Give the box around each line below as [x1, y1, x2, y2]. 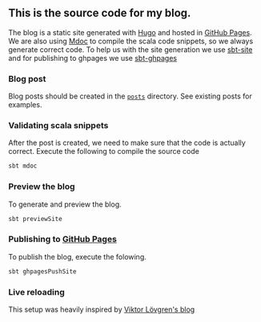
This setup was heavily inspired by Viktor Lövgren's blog [8, 304, 195, 314]
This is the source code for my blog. [8, 6, 191, 20]
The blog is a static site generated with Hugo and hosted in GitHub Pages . [8, 27, 252, 37]
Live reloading [8, 286, 66, 297]
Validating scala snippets [8, 120, 109, 131]
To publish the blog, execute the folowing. [8, 252, 147, 261]
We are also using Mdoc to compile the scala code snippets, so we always [8, 36, 254, 46]
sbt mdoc [8, 162, 38, 171]
